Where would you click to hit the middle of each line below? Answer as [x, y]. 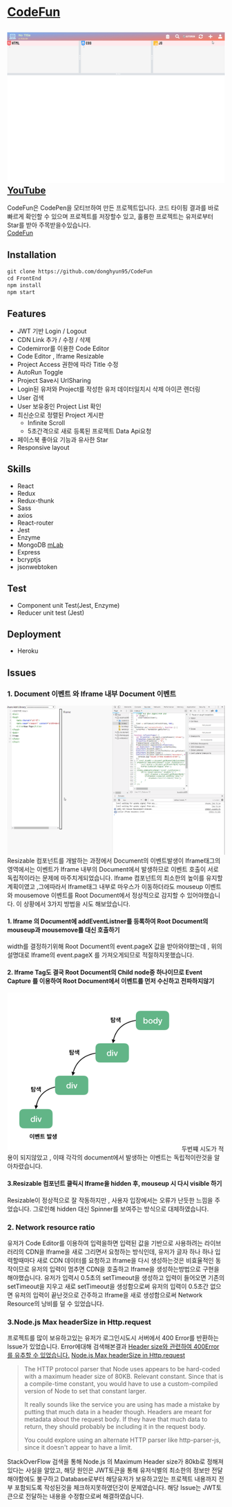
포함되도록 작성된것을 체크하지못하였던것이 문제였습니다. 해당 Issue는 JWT [115, 1488]
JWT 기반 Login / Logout [52, 331]
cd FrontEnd [24, 279]
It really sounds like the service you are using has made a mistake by [122, 1405]
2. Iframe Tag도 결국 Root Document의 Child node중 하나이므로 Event [105, 972]
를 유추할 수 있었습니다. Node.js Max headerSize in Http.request [96, 1355]
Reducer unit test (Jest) [51, 613]
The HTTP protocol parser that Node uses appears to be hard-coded [122, 1369]
